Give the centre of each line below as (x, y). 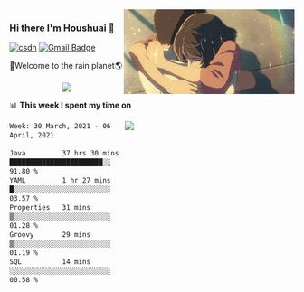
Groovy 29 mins (50, 235)
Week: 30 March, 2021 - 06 (60, 127)
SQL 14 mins (50, 262)
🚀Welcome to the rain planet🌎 (66, 66)
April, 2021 (32, 136)
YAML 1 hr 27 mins (60, 181)
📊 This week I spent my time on (71, 105)
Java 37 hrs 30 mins (64, 154)
